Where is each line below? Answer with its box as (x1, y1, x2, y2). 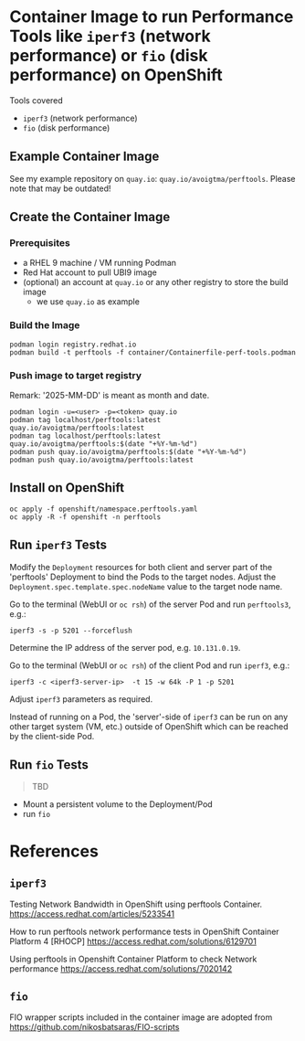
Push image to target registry (9, 368, 142, 381)
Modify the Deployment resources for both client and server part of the (9, 561, 272, 572)
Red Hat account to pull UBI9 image (22, 267, 157, 278)
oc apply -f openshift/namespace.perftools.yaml (9, 505, 198, 514)
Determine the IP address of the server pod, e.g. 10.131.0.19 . (9, 642, 241, 653)
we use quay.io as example (36, 296, 140, 307)
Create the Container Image (9, 209, 171, 225)
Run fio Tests (9, 757, 89, 773)
